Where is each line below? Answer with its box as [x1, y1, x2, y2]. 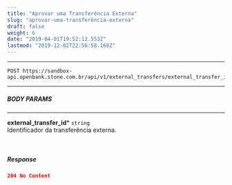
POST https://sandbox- [7, 68, 72, 75]
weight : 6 [7, 29, 36, 37]
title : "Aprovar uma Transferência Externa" [7, 10, 137, 17]
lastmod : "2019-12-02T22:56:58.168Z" [7, 42, 116, 49]
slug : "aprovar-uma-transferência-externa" [7, 17, 135, 23]
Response [7, 155, 37, 163]
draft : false [7, 23, 45, 30]
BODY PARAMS [7, 95, 52, 103]
